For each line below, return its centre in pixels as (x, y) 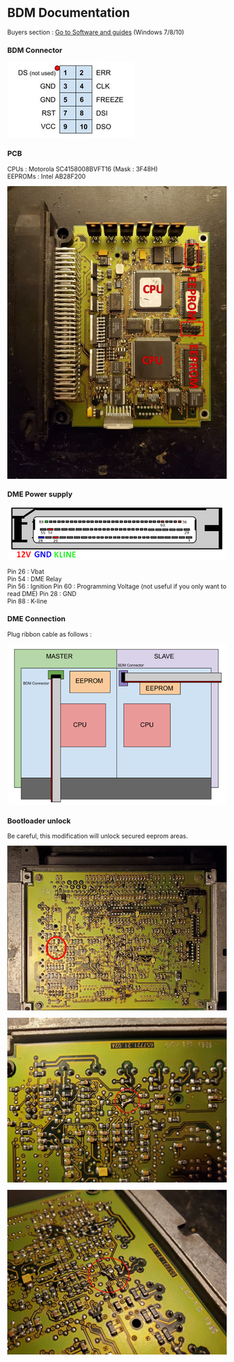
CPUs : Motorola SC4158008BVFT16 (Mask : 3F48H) (83, 169)
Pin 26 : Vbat (26, 571)
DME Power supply (40, 494)
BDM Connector (35, 50)
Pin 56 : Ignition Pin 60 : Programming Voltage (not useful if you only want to (117, 586)
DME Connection (37, 619)
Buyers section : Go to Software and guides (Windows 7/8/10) (96, 32)
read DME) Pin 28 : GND (42, 593)
